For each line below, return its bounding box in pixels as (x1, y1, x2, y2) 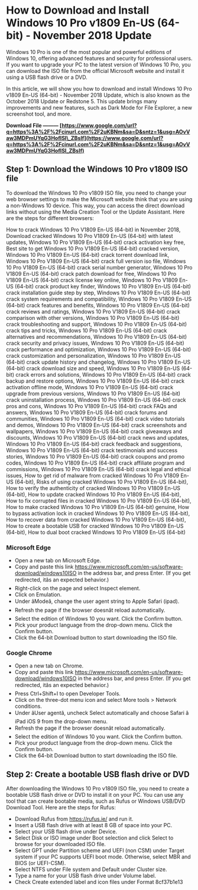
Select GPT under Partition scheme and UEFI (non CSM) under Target (14, 847, 184, 854)
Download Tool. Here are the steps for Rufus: (6, 804, 116, 811)
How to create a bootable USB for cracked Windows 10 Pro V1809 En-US (6, 522, 184, 529)
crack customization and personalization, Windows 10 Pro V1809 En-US (6, 352, 181, 359)
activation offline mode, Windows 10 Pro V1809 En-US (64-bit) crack (6, 383, 174, 390)
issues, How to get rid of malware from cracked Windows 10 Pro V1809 (6, 472, 179, 479)
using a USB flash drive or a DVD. (6, 74, 87, 81)
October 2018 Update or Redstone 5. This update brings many (6, 97, 158, 104)
